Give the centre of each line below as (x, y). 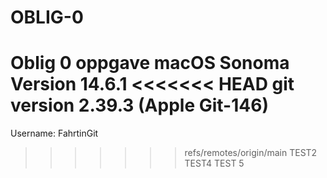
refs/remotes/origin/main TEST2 (251, 153)
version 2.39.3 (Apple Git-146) (139, 105)
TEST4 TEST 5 (214, 163)
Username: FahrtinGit (54, 133)
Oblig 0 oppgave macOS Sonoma (150, 63)
